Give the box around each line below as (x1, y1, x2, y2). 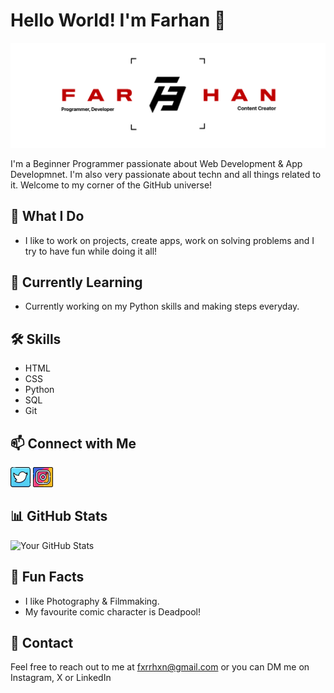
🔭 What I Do (10, 208, 85, 225)
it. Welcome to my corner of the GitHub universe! (10, 179, 213, 191)
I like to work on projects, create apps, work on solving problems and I (24, 234, 315, 246)
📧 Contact (10, 635, 74, 652)
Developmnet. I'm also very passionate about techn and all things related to (10, 168, 322, 180)
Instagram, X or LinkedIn (10, 672, 112, 684)
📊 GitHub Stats (10, 508, 108, 525)
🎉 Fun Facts (10, 569, 85, 586)
